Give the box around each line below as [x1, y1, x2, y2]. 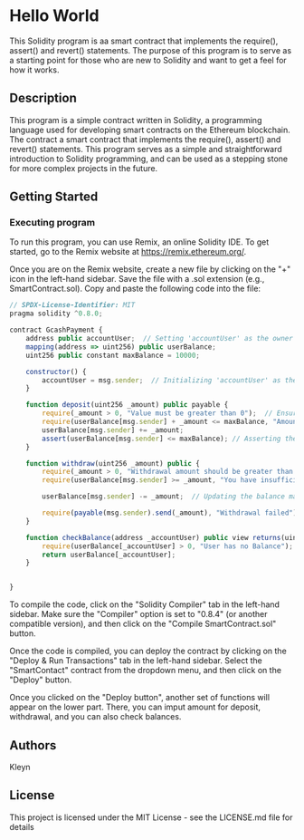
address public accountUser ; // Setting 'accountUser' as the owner [25, 334, 294, 343]
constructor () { [25, 367, 88, 376]
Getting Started [9, 189, 99, 205]
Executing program [9, 217, 96, 229]
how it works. [9, 64, 60, 75]
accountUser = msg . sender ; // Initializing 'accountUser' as [42, 375, 281, 385]
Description [9, 91, 77, 106]
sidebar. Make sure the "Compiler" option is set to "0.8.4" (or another [9, 609, 268, 620]
